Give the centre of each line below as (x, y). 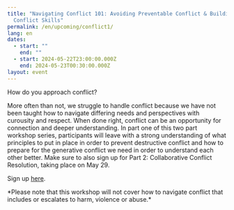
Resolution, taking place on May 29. (58, 165)
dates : (17, 40)
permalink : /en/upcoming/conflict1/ (60, 27)
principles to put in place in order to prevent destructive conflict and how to (116, 142)
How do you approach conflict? (52, 92)
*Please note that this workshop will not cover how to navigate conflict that (115, 192)
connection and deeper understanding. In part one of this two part (102, 128)
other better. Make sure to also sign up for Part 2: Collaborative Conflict (110, 157)
